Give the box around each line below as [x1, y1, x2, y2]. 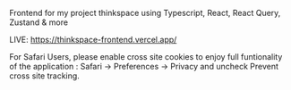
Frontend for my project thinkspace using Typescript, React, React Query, [9, 8, 281, 18]
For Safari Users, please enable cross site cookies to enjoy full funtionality [9, 52, 283, 61]
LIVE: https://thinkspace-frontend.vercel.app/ [9, 35, 177, 45]
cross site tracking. [9, 70, 81, 81]
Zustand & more [9, 17, 69, 28]
